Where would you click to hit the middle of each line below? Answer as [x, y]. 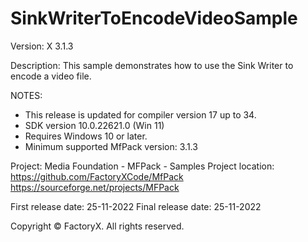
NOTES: [26, 95]
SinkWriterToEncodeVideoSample [154, 18]
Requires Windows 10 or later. [86, 136]
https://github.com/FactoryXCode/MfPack [97, 176]
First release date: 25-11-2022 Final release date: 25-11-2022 [136, 206]
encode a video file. [51, 76]
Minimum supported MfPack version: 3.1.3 [111, 146]
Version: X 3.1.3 [42, 46]
